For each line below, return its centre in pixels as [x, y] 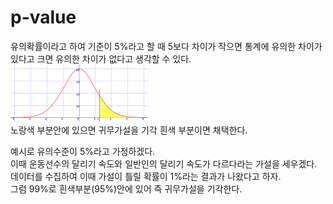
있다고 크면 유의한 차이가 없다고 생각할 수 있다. [101, 58]
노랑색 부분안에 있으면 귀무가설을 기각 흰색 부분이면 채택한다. [129, 130]
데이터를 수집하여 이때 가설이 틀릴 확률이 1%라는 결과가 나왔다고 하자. [146, 176]
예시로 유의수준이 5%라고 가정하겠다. [83, 151]
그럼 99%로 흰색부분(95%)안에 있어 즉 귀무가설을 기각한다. [126, 188]
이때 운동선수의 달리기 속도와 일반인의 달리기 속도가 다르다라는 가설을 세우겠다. [164, 163]
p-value [43, 17]
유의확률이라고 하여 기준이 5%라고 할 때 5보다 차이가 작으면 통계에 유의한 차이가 [166, 46]
